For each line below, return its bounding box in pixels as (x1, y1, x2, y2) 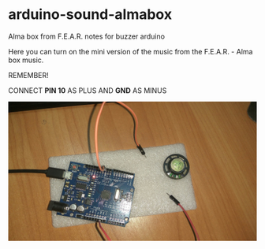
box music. (8, 55, 44, 65)
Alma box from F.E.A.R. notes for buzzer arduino (8, 32, 166, 41)
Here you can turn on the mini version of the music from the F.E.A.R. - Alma (8, 46, 253, 56)
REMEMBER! (8, 70, 49, 80)
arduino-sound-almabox (8, 6, 172, 24)
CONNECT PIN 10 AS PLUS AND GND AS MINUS (8, 85, 167, 95)
